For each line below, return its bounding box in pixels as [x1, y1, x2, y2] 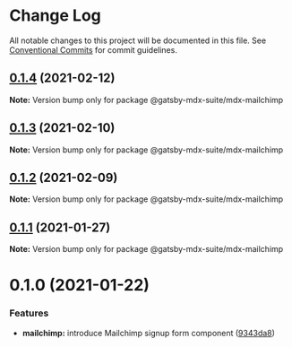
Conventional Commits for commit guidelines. [9, 44, 177, 55]
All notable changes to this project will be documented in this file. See [9, 35, 267, 46]
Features [9, 307, 49, 319]
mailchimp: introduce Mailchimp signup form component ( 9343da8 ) [21, 327, 276, 338]
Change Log [9, 5, 101, 26]
